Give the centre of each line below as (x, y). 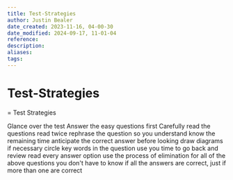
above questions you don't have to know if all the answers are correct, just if (116, 163)
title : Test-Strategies (42, 14)
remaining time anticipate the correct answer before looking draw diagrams (115, 140)
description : (26, 46)
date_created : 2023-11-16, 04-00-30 (60, 26)
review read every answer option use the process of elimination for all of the (116, 155)
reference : (23, 40)
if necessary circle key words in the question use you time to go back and (113, 148)
